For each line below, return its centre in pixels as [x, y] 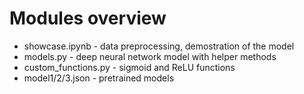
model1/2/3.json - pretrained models [99, 78]
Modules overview [88, 18]
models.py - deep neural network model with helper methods [150, 56]
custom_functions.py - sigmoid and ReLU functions [129, 67]
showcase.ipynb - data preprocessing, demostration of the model [159, 46]
